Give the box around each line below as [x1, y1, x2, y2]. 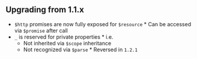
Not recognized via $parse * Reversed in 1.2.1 [23, 46, 138, 53]
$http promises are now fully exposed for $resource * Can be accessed [14, 20, 192, 27]
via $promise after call [14, 27, 68, 34]
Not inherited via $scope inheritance [23, 39, 112, 46]
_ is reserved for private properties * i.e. [14, 33, 114, 41]
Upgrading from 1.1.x [5, 5, 85, 15]
